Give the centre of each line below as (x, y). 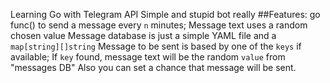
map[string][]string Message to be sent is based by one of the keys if (156, 46)
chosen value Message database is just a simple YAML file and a (143, 35)
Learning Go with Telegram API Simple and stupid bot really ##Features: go (165, 14)
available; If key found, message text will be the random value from (148, 57)
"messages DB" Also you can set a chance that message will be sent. (153, 67)
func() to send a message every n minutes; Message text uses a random (159, 25)
